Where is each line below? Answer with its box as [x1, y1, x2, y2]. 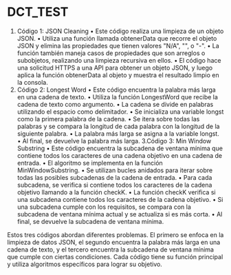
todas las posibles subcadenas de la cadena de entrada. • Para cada [16, 173, 212, 181]
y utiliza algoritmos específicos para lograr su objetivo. [7, 260, 163, 268]
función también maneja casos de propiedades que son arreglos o [16, 49, 206, 57]
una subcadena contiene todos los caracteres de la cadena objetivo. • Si [16, 195, 223, 203]
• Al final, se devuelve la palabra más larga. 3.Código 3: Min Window [16, 136, 212, 145]
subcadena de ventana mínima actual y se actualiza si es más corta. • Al [16, 210, 223, 218]
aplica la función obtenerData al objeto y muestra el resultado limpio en [16, 70, 219, 79]
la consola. [16, 78, 48, 86]
